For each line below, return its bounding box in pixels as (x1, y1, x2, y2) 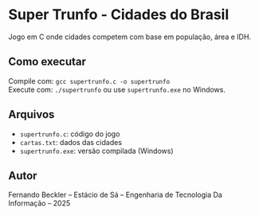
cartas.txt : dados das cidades (19, 137, 122, 147)
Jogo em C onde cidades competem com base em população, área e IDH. (8, 32, 252, 41)
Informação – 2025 (8, 198, 71, 208)
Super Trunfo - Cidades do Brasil (8, 6, 230, 24)
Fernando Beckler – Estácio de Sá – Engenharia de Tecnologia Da (8, 190, 223, 200)
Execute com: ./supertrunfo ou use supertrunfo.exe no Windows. (8, 84, 226, 94)
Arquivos (8, 108, 55, 121)
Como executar (8, 55, 86, 69)
